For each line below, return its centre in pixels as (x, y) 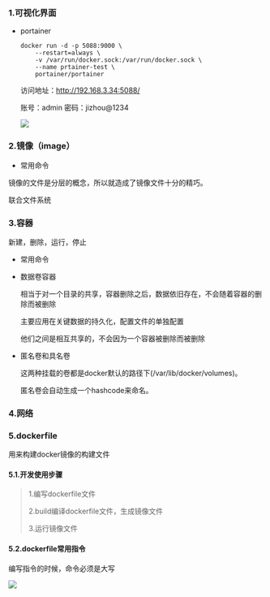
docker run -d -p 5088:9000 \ (71, 46)
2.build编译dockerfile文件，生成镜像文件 (96, 511)
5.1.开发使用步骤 (36, 474)
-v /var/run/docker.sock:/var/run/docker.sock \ (119, 60)
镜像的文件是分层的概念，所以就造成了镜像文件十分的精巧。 (108, 182)
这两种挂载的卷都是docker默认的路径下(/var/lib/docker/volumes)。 (131, 373)
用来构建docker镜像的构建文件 (59, 454)
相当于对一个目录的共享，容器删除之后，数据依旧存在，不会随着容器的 (137, 293)
